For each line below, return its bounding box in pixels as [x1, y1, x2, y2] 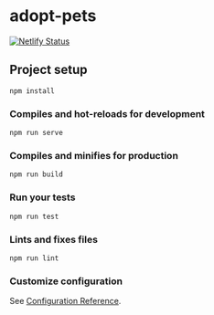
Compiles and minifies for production [9, 149, 178, 162]
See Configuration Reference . [9, 296, 122, 307]
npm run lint [9, 253, 59, 263]
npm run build [9, 170, 64, 179]
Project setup [9, 62, 89, 78]
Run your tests [9, 191, 76, 204]
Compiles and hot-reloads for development [9, 107, 206, 120]
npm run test [9, 212, 59, 221]
